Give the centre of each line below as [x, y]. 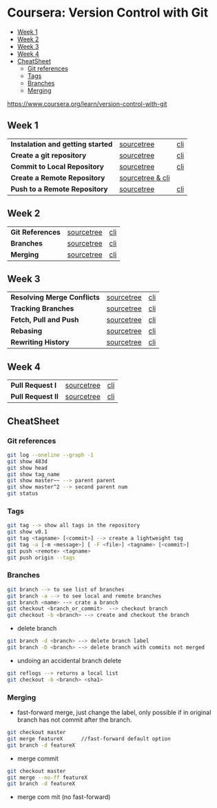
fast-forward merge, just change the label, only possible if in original [114, 713]
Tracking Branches [42, 308]
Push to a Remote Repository [59, 189]
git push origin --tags [41, 558]
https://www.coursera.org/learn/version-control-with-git [87, 104]
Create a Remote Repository [58, 177]
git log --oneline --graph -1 [51, 455]
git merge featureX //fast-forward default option [89, 739]
